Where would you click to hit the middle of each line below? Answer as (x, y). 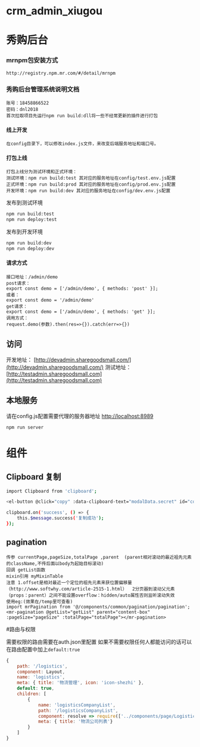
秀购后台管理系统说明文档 (43, 89)
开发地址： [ (21, 359)
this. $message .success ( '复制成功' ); (60, 518)
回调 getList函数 (26, 570)
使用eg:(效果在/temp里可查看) (40, 601)
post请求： (18, 284)
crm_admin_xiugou (54, 11)
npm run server (25, 427)
